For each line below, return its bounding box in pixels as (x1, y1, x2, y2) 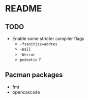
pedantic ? (19, 57, 41, 62)
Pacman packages (5, 71, 63, 79)
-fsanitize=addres (19, 42, 58, 47)
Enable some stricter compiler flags (12, 35, 85, 41)
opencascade (12, 89, 40, 95)
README (5, 3, 42, 14)
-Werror (19, 52, 35, 57)
